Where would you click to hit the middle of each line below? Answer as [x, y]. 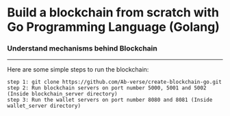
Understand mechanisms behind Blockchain [82, 48]
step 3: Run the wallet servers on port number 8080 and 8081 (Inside [110, 100]
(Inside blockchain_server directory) [62, 94]
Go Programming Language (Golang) [114, 27]
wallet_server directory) [44, 106]
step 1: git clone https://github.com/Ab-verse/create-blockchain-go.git [115, 82]
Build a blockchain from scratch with [113, 13]
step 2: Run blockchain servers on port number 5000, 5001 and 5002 [107, 88]
